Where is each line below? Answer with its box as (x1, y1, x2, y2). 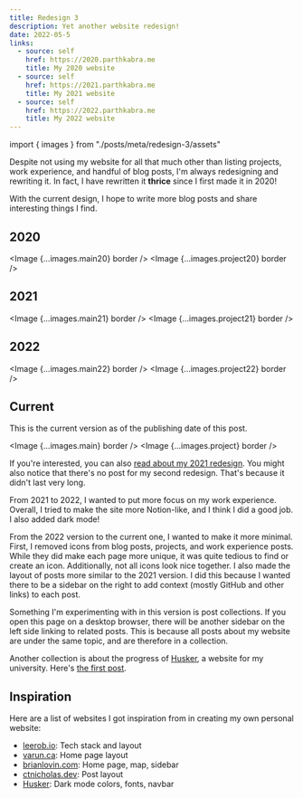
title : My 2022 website (25, 114, 116, 123)
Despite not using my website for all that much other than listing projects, (9, 157, 282, 167)
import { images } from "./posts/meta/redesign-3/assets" (9, 139, 222, 150)
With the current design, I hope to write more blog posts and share (9, 194, 258, 204)
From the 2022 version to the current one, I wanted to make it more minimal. (9, 531, 293, 543)
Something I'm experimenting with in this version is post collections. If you (9, 607, 287, 618)
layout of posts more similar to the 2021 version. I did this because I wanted (9, 570, 291, 581)
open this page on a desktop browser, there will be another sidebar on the (9, 616, 285, 627)
